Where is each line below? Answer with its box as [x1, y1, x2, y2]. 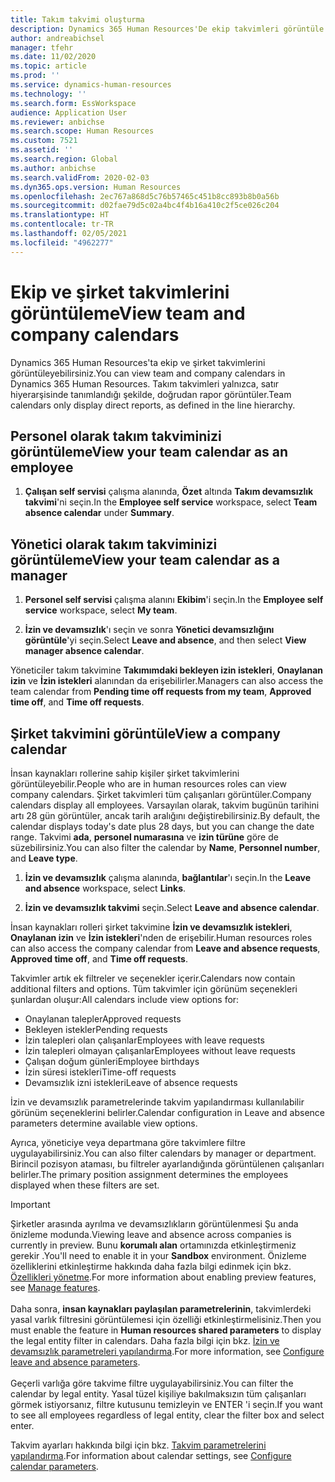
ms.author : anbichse [10, 163, 97, 173]
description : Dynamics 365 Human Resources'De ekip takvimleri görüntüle [10, 24, 325, 34]
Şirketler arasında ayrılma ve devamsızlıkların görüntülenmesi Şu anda [10, 1218, 299, 1230]
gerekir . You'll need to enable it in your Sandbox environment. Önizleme [10, 1250, 307, 1261]
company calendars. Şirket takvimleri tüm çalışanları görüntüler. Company [10, 789, 312, 800]
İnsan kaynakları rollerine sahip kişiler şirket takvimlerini [10, 767, 240, 779]
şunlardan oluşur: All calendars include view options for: [10, 994, 240, 1005]
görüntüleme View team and [10, 302, 246, 325]
